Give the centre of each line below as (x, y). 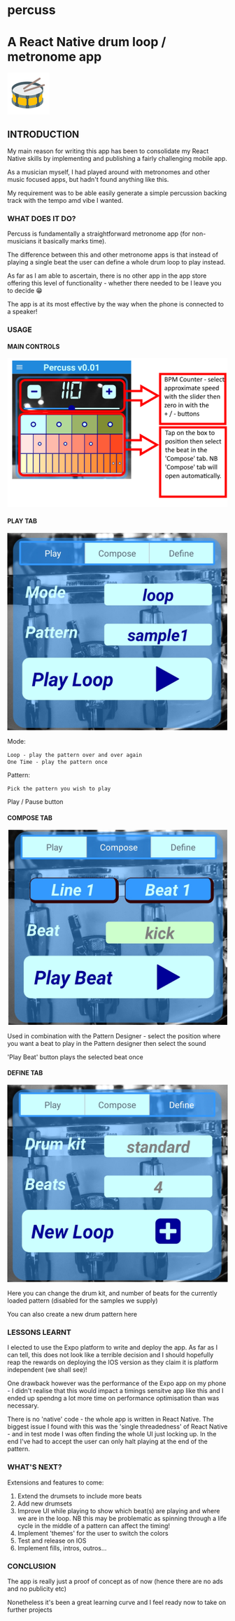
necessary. (23, 1406)
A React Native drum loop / (87, 42)
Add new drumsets (44, 1503)
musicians (22, 241)
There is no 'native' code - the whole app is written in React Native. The (111, 1420)
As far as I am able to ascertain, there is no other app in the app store (107, 276)
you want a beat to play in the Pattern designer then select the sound (107, 1043)
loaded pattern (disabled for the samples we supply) (83, 1301)
